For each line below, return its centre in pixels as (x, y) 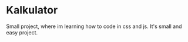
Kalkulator (32, 10)
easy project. (22, 32)
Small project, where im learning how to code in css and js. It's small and (94, 26)
